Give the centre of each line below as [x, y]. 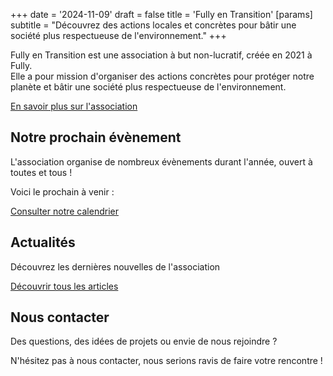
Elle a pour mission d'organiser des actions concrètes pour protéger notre [162, 76]
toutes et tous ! [41, 172]
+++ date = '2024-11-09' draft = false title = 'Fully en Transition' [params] [161, 14]
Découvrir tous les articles [64, 286]
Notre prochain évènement [96, 137]
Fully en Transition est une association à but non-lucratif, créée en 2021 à [161, 55]
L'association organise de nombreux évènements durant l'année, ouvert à [161, 161]
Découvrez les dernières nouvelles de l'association [115, 266]
